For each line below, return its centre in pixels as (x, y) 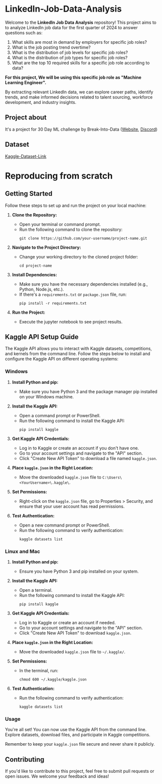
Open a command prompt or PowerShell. (60, 415)
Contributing (25, 759)
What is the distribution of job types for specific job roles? (70, 57)
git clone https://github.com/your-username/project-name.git (83, 238)
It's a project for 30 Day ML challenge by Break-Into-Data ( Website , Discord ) (81, 129)
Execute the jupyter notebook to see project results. (71, 322)
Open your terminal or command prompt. (60, 224)
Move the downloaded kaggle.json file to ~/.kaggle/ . (72, 651)
